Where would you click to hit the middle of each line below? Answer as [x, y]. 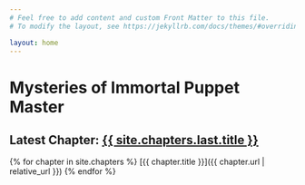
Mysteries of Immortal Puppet [125, 88]
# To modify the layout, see [64, 26]
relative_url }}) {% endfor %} [63, 171]
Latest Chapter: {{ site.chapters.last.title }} [134, 140]
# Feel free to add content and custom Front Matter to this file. [140, 18]
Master [37, 107]
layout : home [34, 43]
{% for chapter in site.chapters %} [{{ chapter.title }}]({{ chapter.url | [137, 162]
